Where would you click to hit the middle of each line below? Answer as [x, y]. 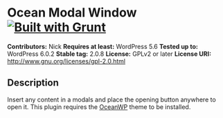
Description [33, 83]
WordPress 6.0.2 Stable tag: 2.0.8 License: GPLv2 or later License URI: [109, 54]
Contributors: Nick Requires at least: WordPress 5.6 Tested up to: [103, 46]
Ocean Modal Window [72, 13]
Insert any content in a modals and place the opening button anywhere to [111, 99]
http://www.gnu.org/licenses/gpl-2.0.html [66, 61]
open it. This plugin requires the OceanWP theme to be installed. [99, 107]
